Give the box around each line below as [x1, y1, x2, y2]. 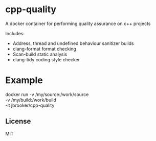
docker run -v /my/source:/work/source [5, 91, 89, 98]
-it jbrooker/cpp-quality [5, 102, 55, 108]
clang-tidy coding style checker [12, 56, 80, 62]
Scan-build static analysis [12, 51, 68, 57]
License [5, 117, 31, 126]
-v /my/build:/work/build [5, 97, 56, 103]
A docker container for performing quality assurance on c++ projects [5, 20, 151, 27]
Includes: [5, 30, 25, 36]
